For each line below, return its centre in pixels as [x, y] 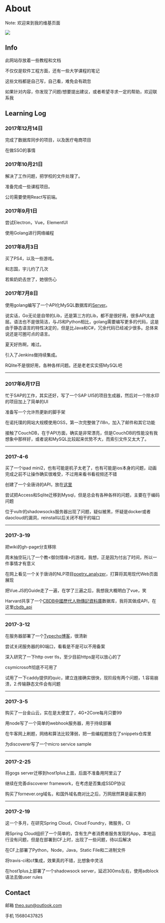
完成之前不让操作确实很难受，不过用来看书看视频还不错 [61, 474]
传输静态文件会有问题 [39, 684]
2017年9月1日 [21, 211]
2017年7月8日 [22, 293]
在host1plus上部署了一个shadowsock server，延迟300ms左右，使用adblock [82, 871]
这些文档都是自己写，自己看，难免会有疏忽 [48, 81]
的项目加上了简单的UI [27, 402]
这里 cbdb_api [19, 607]
